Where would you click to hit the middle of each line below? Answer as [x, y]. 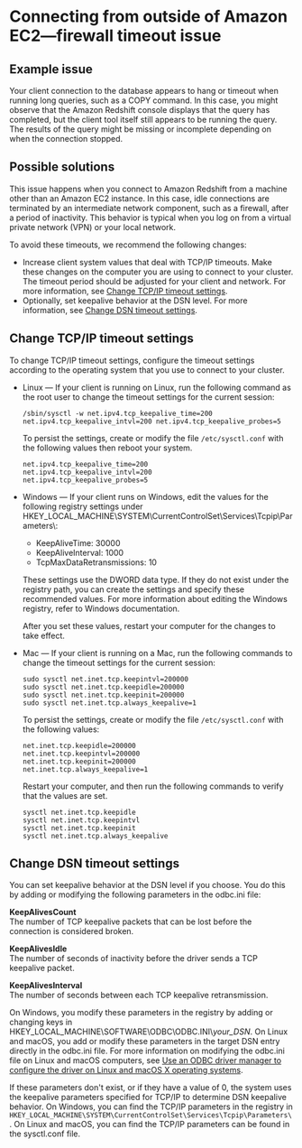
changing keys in [41, 1023]
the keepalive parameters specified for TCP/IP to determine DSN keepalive [148, 1097]
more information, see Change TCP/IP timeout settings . [125, 291]
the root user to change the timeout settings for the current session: [148, 397]
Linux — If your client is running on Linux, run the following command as [156, 387]
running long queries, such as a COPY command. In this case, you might [144, 100]
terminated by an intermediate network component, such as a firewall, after [149, 208]
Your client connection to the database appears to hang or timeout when [144, 91]
